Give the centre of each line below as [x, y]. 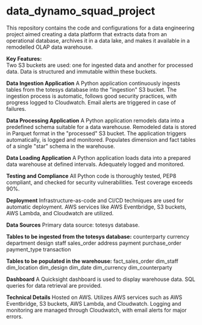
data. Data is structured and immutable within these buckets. [82, 71]
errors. [14, 316]
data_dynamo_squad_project [81, 11]
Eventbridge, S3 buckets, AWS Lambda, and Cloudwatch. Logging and [94, 303]
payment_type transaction [39, 249]
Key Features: [24, 58]
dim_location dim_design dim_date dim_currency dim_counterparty [89, 267]
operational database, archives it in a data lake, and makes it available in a [98, 40]
